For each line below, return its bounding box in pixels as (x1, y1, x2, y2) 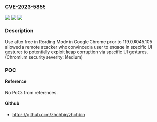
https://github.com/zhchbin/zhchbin (12, 111, 85, 117)
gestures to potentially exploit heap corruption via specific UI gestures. (5, 49, 148, 55)
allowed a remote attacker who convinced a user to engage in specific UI (5, 44, 153, 49)
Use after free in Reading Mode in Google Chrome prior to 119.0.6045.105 (5, 38, 153, 45)
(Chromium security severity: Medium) (5, 54, 83, 60)
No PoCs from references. (5, 89, 58, 95)
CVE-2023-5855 (5, 3, 46, 10)
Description (5, 27, 34, 34)
